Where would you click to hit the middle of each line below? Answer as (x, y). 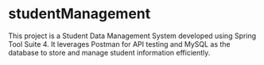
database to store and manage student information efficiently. (109, 52)
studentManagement (80, 14)
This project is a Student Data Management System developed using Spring (132, 36)
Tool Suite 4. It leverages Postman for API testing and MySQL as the (119, 44)
